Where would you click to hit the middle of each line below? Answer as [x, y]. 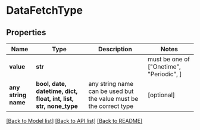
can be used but [111, 91]
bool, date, [51, 84]
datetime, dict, [57, 91]
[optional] [162, 95]
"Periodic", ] [165, 74]
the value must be [113, 99]
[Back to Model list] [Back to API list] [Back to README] [74, 121]
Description [115, 49]
